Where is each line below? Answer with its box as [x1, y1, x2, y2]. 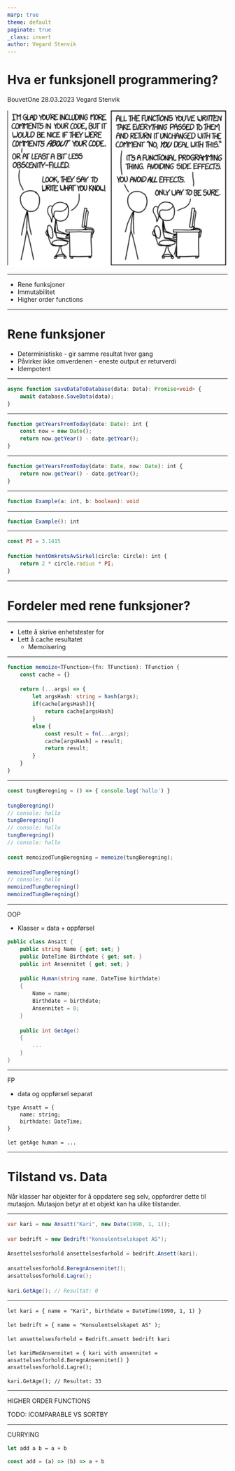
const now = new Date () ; [20, 428, 92, 435]
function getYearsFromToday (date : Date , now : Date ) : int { [7, 463, 183, 470]
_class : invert [7, 34, 52, 41]
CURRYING [7, 1430, 40, 1439]
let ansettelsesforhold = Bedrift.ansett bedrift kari [7, 1336, 171, 1343]
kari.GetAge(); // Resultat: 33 [7, 1378, 101, 1385]
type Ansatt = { [7, 1104, 55, 1111]
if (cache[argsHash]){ [32, 700, 96, 708]
